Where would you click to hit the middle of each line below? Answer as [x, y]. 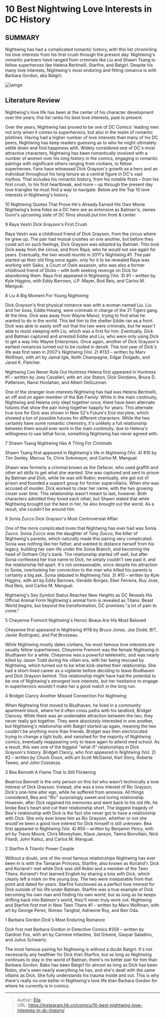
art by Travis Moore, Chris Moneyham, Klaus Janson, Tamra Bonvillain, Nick [82, 834]
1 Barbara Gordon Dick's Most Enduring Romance [55, 920]
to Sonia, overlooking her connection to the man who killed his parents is [79, 570]
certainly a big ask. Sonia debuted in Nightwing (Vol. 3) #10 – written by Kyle [82, 575]
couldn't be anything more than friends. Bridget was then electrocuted [76, 731]
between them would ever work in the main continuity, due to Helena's [77, 428]
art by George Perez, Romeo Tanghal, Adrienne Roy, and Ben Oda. [72, 910]
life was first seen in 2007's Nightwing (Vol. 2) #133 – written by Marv [75, 352]
